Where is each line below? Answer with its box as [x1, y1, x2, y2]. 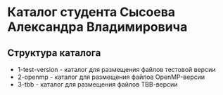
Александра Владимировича [7, 19, 188, 35]
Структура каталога [7, 47, 101, 59]
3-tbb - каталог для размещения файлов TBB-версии [17, 80, 178, 88]
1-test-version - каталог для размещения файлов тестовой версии [17, 66, 216, 73]
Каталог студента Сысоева [7, 4, 176, 20]
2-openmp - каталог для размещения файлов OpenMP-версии [17, 73, 205, 81]
